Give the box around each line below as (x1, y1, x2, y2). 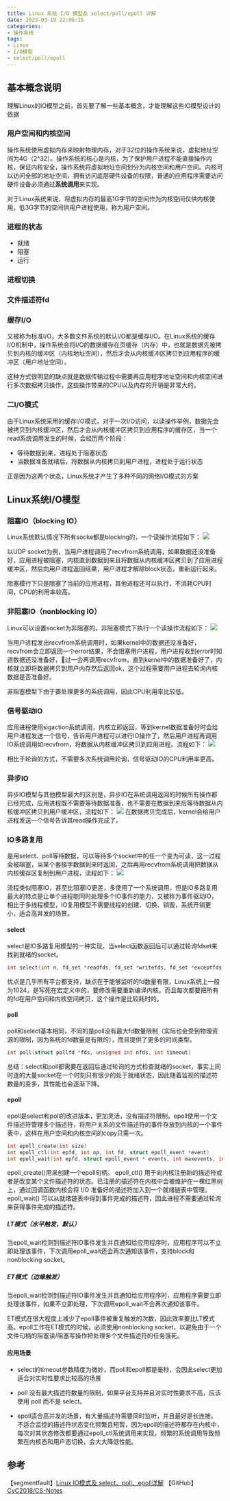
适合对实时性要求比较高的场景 (16, 1374, 101, 1382)
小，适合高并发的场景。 (7, 909, 73, 917)
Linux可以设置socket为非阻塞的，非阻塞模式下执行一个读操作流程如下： (7, 623, 209, 632)
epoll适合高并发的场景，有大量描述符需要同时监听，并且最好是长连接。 (16, 1412, 217, 1420)
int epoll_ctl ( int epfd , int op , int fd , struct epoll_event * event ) (7, 1149, 210, 1156)
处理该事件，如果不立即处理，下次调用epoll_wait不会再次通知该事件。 (7, 1300, 203, 1308)
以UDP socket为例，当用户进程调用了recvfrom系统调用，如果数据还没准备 (7, 547, 216, 556)
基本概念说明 (7, 82, 62, 93)
